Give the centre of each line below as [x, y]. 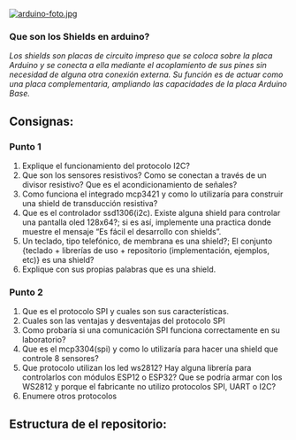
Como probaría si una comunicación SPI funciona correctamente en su [151, 330]
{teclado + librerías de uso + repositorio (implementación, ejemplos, [145, 250]
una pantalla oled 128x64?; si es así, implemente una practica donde [146, 222]
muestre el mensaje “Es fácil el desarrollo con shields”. [121, 231]
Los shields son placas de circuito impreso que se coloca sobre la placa [141, 56]
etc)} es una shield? [58, 259]
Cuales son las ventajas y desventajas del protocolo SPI [123, 321]
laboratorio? [44, 340]
